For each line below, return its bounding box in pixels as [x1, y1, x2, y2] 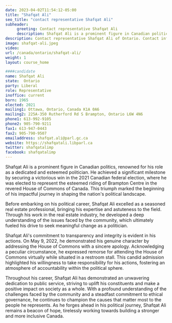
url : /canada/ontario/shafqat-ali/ [5, 50, 81, 55]
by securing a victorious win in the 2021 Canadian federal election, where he [5, 175, 167, 180]
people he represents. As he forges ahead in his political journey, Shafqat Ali [5, 302, 166, 308]
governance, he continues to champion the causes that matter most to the [5, 297, 162, 303]
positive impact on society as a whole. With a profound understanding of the [5, 286, 167, 292]
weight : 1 [5, 55, 27, 60]
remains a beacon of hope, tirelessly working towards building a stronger [5, 308, 160, 313]
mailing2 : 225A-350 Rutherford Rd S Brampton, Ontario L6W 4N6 [5, 112, 143, 117]
